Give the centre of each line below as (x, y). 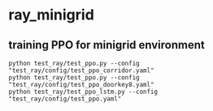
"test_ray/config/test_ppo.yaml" (65, 99)
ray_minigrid (52, 15)
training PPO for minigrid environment (106, 45)
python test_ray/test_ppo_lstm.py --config (83, 92)
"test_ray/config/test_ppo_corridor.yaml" (81, 70)
